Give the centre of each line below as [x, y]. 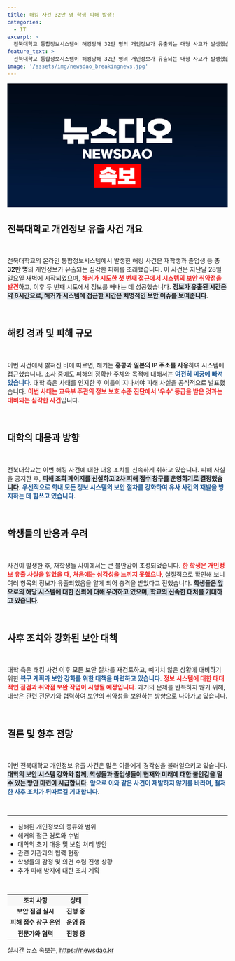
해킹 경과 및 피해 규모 [50, 334]
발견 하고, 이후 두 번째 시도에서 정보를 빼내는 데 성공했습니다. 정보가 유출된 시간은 [117, 287]
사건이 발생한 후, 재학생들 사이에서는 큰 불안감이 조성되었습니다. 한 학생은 [107, 565]
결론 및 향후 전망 [40, 734]
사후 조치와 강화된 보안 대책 [62, 638]
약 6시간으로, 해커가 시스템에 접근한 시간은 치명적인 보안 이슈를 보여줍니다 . [108, 296]
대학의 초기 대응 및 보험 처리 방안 [62, 844]
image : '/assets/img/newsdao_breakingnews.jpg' [78, 66]
